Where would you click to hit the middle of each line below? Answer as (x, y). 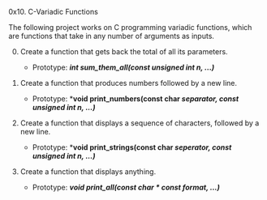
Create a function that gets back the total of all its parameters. (124, 51)
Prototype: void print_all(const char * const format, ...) (126, 187)
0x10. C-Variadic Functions (54, 12)
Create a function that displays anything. (88, 172)
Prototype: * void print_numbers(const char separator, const (136, 99)
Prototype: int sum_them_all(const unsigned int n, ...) (123, 67)
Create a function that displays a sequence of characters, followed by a (140, 123)
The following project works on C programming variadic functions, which (130, 27)
